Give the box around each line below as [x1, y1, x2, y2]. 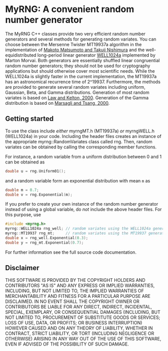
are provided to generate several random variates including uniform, [5, 84, 146, 90]
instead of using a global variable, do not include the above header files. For [5, 207, 162, 213]
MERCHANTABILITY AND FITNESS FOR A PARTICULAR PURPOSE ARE [5, 293, 151, 299]
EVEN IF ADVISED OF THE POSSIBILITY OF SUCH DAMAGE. [5, 341, 129, 347]
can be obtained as [5, 159, 45, 165]
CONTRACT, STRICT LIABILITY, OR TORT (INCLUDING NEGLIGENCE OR [5, 330, 154, 336]
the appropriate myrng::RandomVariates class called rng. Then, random [5, 138, 152, 144]
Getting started [5, 114, 54, 123]
